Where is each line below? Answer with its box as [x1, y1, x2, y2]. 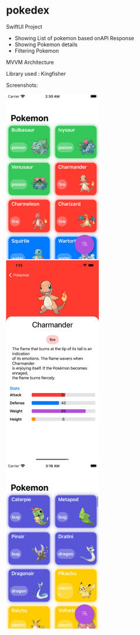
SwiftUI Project [6, 23, 42, 30]
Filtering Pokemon [14, 47, 59, 54]
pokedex [6, 4, 50, 17]
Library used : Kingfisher [6, 70, 66, 77]
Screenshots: [6, 81, 38, 89]
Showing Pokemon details [14, 41, 78, 48]
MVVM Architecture [6, 59, 54, 66]
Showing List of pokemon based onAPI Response [14, 34, 134, 41]
